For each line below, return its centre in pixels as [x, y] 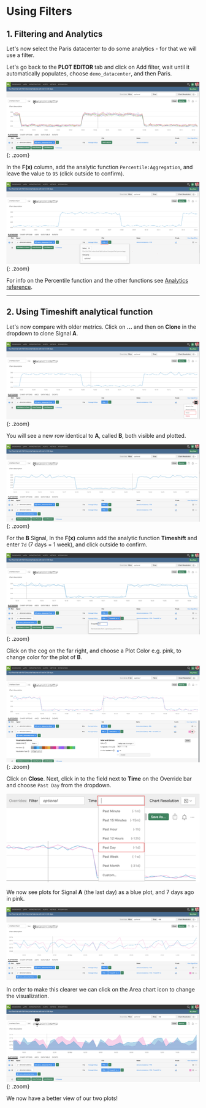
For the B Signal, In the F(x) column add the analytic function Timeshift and [102, 538]
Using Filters [39, 11]
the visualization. [28, 996]
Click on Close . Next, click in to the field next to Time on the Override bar [99, 779]
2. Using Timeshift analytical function [80, 312]
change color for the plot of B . [44, 657]
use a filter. [21, 55]
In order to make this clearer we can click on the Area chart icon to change [101, 989]
